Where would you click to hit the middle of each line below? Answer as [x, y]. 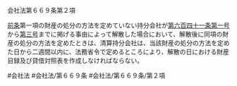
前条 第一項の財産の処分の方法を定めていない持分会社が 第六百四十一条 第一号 [119, 25]
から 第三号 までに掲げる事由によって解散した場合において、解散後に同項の [115, 34]
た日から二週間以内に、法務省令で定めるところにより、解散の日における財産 [118, 52]
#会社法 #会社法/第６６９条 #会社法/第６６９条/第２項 [86, 75]
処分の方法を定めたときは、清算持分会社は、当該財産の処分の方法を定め [124, 43]
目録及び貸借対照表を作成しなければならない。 [75, 61]
